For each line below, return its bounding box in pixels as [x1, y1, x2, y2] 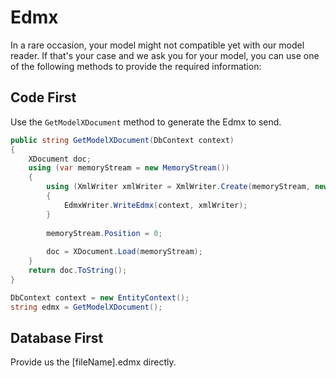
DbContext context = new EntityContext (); [10, 292, 190, 303]
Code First [10, 89, 77, 106]
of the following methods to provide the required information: [10, 60, 262, 72]
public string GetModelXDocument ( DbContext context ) [10, 135, 235, 145]
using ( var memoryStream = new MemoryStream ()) [28, 163, 230, 173]
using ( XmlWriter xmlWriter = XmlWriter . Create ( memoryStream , [46, 182, 311, 192]
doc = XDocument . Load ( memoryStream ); [46, 247, 203, 257]
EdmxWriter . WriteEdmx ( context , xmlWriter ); [63, 200, 248, 210]
